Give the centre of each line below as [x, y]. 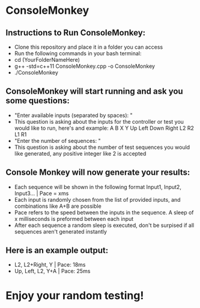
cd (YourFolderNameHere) [47, 60]
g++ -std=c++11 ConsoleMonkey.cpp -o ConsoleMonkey [85, 66]
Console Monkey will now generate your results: [98, 173]
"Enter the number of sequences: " [57, 140]
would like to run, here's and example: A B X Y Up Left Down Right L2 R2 [104, 128]
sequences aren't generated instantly [61, 231]
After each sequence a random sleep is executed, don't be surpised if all [104, 225]
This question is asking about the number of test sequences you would [102, 147]
